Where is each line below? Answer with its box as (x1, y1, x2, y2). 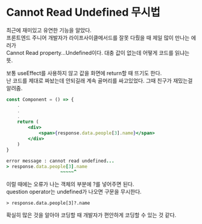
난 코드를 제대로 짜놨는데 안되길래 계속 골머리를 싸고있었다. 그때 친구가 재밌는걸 (6, 76, 193, 84)
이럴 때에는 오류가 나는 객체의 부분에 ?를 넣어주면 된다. (6, 181, 134, 188)
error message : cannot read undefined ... (6, 158, 115, 164)
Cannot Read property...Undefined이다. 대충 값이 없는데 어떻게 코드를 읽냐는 (6, 49, 190, 56)
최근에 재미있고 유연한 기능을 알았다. (6, 26, 92, 34)
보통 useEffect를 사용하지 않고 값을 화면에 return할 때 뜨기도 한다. (6, 69, 162, 76)
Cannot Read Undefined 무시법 (6, 5, 161, 19)
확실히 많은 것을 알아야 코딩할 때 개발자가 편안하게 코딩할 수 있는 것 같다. (6, 211, 177, 219)
